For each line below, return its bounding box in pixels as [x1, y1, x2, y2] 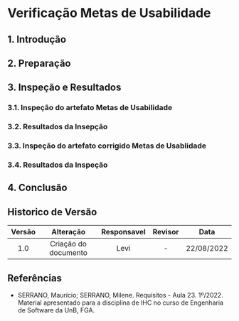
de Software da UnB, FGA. [17, 306, 95, 315]
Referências [7, 272, 63, 284]
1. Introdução [7, 33, 66, 45]
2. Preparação [7, 57, 71, 69]
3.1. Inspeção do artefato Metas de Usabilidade [7, 103, 173, 113]
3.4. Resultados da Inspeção [7, 160, 108, 170]
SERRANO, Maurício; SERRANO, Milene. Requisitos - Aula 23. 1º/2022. [17, 291, 224, 300]
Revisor [152, 227, 179, 237]
